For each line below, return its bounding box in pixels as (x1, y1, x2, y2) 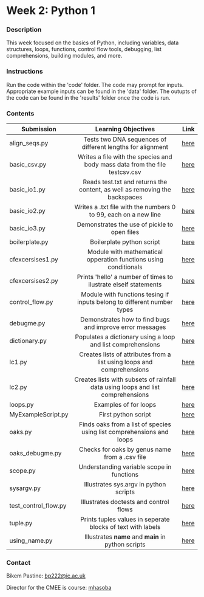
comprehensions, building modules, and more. (6, 52, 123, 60)
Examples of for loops (93, 401, 157, 409)
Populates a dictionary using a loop (75, 333, 175, 341)
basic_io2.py (9, 207, 46, 215)
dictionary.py (9, 337, 47, 345)
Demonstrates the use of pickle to (76, 220, 174, 229)
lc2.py (9, 383, 27, 392)
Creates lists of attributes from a (78, 350, 171, 359)
